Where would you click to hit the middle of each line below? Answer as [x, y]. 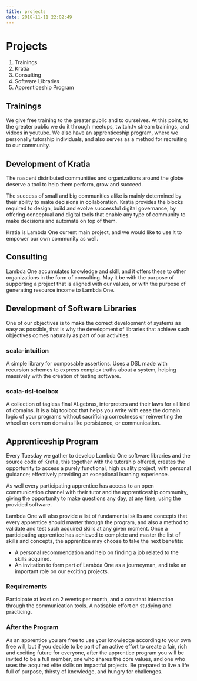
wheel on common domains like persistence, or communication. [84, 423]
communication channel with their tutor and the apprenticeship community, [97, 492]
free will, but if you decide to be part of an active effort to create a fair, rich [97, 646]
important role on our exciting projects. [62, 571]
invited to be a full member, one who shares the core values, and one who [96, 659]
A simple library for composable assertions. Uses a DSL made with [87, 363]
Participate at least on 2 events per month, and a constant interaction [90, 600]
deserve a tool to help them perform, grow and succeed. [74, 185]
